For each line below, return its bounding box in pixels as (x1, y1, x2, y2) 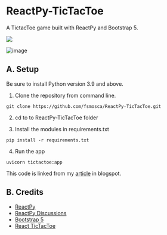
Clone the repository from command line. (14, 92, 116, 99)
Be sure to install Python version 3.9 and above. (6, 80, 123, 88)
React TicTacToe (14, 222, 55, 229)
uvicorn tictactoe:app (6, 159, 63, 165)
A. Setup (6, 64, 39, 74)
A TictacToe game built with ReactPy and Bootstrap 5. (6, 24, 138, 31)
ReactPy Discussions (14, 209, 67, 216)
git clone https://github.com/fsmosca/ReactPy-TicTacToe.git (6, 103, 162, 109)
